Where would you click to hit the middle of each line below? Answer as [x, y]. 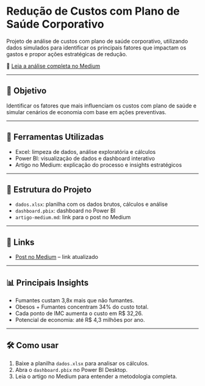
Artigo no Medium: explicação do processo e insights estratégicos [98, 165]
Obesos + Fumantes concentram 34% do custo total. [82, 307]
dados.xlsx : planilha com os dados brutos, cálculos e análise [91, 204]
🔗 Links [20, 242]
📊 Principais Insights [48, 282]
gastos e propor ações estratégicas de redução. [67, 54]
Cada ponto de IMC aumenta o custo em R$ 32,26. [79, 313]
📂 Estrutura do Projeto [49, 190]
